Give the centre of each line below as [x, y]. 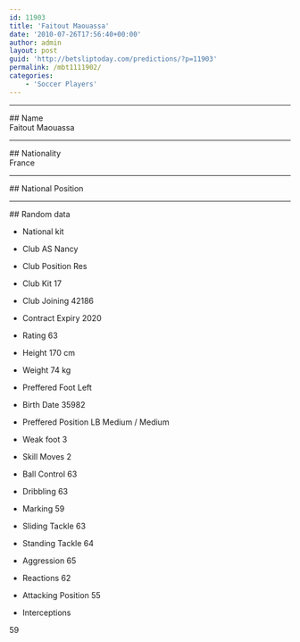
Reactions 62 [46, 578]
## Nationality [35, 153]
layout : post [33, 51]
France [22, 163]
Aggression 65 [49, 561]
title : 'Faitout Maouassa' [59, 26]
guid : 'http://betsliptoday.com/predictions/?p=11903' [113, 59]
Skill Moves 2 [46, 456]
